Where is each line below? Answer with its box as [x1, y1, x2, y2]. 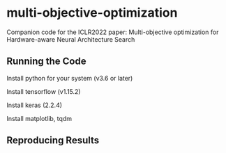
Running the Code [6, 56, 86, 67]
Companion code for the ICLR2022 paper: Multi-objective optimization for [6, 28, 219, 36]
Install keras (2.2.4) [6, 101, 63, 109]
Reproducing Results [6, 134, 100, 147]
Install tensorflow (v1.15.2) [6, 87, 81, 95]
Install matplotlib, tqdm [6, 114, 73, 122]
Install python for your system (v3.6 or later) [6, 74, 133, 82]
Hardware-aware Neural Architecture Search [6, 35, 135, 43]
